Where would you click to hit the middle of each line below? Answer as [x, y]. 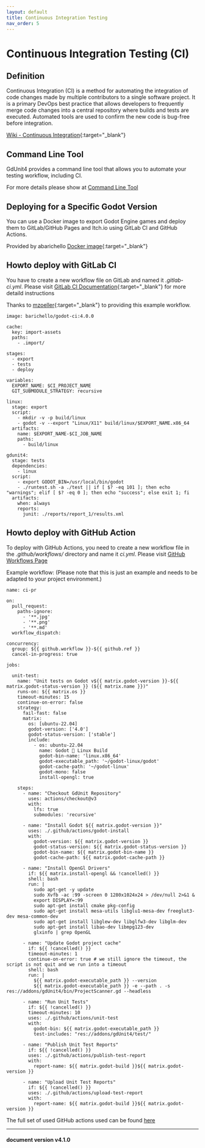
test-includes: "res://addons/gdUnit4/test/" [92, 1034]
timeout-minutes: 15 [43, 697]
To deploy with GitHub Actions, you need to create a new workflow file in [98, 547]
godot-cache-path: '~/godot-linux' [84, 767]
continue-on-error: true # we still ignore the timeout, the [108, 959]
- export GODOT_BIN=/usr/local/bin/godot [70, 482]
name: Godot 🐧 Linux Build [73, 750]
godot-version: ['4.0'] [58, 729]
